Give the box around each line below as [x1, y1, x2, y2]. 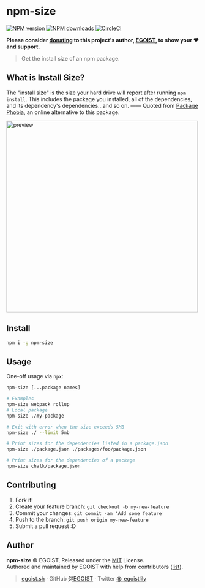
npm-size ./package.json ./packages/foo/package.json [6, 446, 147, 452]
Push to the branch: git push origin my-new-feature [15, 516, 149, 523]
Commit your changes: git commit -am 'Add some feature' [15, 509, 165, 516]
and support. [6, 43, 40, 50]
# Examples [6, 395, 34, 402]
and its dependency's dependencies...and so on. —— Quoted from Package [6, 102, 198, 109]
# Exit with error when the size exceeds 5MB [6, 424, 124, 430]
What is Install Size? [6, 72, 85, 83]
